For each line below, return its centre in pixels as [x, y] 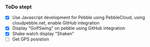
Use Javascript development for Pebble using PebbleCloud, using [79, 18]
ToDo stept [18, 7]
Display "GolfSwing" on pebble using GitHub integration [69, 28]
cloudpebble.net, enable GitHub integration [56, 23]
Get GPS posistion [30, 39]
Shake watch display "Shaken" [43, 34]
